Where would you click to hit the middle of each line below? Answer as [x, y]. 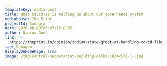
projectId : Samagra [25, 24]
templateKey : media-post [31, 10]
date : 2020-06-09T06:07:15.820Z [39, 28]
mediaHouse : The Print [29, 19]
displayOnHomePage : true [31, 51]
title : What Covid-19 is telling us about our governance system [74, 14]
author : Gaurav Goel [27, 33]
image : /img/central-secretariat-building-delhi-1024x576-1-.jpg [74, 56]
